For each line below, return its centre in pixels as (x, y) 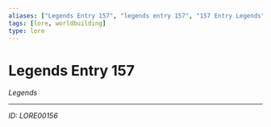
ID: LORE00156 (33, 116)
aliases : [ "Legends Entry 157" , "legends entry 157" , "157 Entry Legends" (137, 16)
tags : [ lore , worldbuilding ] (57, 23)
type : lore (27, 31)
